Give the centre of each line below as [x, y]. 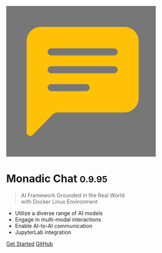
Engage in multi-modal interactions [58, 219]
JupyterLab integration [43, 232]
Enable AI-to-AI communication [54, 226]
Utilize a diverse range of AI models [59, 213]
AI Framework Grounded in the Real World [73, 195]
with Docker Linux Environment [59, 201]
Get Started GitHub [30, 243]
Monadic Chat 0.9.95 [57, 179]
